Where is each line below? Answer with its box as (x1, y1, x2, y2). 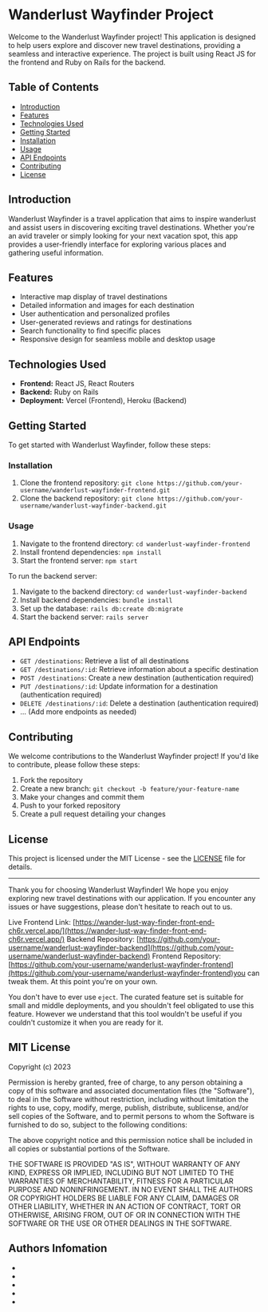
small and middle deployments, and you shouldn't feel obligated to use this (8, 1001, 254, 1010)
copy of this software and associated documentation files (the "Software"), (8, 1085, 255, 1095)
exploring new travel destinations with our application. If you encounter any (8, 894, 256, 903)
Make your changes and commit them (19, 792, 145, 802)
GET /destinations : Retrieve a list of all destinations (19, 656, 190, 666)
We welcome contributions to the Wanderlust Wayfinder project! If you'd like (8, 752, 259, 761)
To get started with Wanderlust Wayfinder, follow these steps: (8, 441, 211, 449)
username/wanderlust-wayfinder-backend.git (19, 502, 167, 510)
